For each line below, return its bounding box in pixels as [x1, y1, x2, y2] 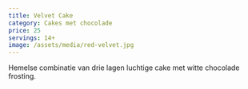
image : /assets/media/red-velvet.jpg [8, 41, 134, 49]
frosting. [8, 72, 36, 81]
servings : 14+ [8, 33, 56, 42]
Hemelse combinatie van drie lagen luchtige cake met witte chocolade [8, 63, 240, 72]
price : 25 [8, 26, 42, 34]
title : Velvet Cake [8, 11, 74, 20]
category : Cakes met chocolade [8, 19, 113, 27]
